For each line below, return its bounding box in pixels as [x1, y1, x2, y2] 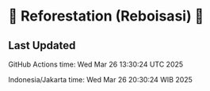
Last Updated [8, 39, 76, 52]
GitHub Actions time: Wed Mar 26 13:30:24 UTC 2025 [8, 59, 184, 69]
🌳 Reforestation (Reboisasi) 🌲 [8, 7, 204, 25]
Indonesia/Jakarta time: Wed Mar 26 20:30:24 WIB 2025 [8, 75, 193, 84]
